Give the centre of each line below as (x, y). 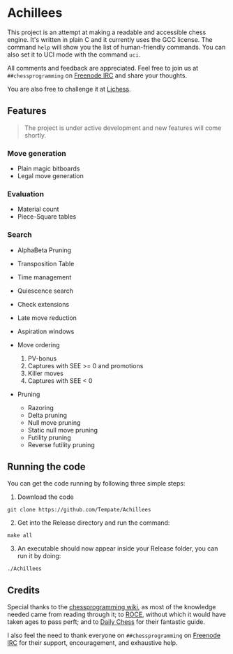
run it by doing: (39, 556)
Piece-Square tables (47, 217)
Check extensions (43, 304)
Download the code (46, 497)
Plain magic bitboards (48, 168)
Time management (44, 277)
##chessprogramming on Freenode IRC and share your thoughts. (97, 75)
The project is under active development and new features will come (123, 128)
